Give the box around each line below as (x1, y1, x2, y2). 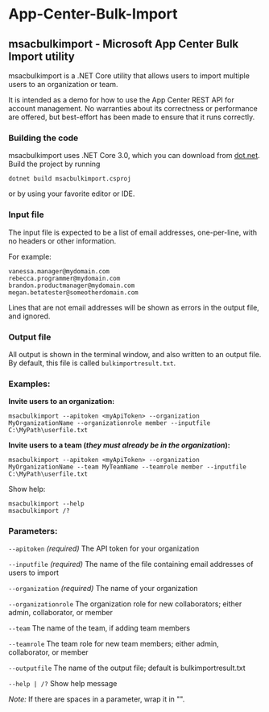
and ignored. (8, 311, 51, 321)
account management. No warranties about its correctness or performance (8, 104, 258, 113)
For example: (8, 252, 52, 261)
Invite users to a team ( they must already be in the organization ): (8, 440, 231, 450)
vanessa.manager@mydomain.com (8, 267, 110, 275)
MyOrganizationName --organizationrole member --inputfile (8, 419, 211, 427)
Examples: (8, 378, 51, 389)
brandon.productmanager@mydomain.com (8, 281, 135, 289)
